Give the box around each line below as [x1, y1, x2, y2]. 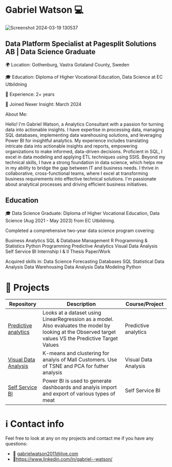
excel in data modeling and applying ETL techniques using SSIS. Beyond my [5, 154, 165, 160]
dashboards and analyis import [42, 384, 117, 391]
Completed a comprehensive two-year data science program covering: [5, 227, 155, 233]
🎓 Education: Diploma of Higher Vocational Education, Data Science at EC [5, 74, 163, 80]
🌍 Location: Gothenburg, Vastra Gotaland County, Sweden [5, 61, 130, 67]
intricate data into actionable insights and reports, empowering [5, 142, 138, 149]
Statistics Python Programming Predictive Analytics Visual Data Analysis [5, 243, 158, 249]
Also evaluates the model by [42, 322, 111, 329]
